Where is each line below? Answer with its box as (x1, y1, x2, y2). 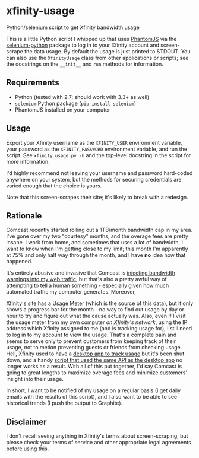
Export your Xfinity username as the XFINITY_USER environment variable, (6, 139, 182, 146)
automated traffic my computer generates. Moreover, (6, 288, 137, 295)
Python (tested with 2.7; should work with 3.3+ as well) (14, 93, 150, 100)
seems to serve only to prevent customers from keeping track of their (6, 338, 176, 345)
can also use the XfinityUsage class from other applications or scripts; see (6, 54, 189, 61)
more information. (6, 158, 50, 165)
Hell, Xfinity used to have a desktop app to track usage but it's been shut (6, 350, 185, 357)
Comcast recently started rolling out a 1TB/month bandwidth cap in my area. (6, 227, 193, 234)
